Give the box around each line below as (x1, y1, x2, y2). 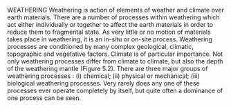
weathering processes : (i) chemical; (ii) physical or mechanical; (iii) (7, 72, 200, 80)
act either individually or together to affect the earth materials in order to (7, 21, 213, 28)
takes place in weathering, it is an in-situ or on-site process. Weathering (7, 35, 213, 43)
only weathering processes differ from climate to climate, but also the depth (7, 57, 223, 65)
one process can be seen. (7, 94, 82, 102)
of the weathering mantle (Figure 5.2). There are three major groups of (7, 65, 208, 72)
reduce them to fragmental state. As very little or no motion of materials (7, 28, 211, 36)
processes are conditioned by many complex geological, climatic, (7, 43, 194, 50)
